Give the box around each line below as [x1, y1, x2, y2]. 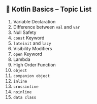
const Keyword [13, 34, 45, 41]
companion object [13, 73, 50, 79]
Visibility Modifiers [13, 45, 52, 51]
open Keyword [13, 51, 43, 57]
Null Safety [13, 29, 37, 36]
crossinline [13, 84, 39, 89]
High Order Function [13, 61, 56, 67]
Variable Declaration [13, 18, 56, 24]
